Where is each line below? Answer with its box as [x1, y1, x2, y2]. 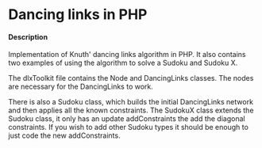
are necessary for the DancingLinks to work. [8, 82, 153, 92]
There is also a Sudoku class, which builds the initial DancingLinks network [8, 97, 254, 107]
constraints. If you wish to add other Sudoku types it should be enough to [8, 123, 249, 132]
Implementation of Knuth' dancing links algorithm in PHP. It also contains [8, 50, 246, 59]
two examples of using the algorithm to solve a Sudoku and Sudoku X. [8, 58, 238, 68]
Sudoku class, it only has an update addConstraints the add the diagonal [8, 114, 245, 123]
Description [8, 32, 48, 41]
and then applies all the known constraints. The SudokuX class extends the [8, 105, 254, 116]
